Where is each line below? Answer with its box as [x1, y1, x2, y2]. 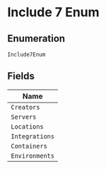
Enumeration [7, 33, 66, 45]
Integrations [11, 132, 55, 140]
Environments [11, 151, 55, 160]
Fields [7, 70, 35, 82]
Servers [11, 112, 37, 121]
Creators [11, 103, 40, 111]
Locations [11, 122, 44, 131]
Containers [11, 142, 47, 150]
